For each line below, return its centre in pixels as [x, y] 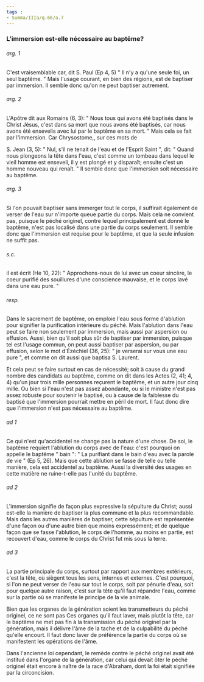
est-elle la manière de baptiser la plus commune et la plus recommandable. [100, 513]
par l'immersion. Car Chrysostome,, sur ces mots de [72, 137]
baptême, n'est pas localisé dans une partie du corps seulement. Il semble [100, 227]
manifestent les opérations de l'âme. [52, 642]
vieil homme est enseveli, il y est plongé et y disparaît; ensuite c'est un [95, 162]
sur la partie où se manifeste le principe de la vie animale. [79, 597]
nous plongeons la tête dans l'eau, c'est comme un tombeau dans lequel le [100, 155]
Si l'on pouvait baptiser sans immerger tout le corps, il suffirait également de [102, 208]
